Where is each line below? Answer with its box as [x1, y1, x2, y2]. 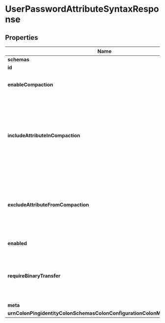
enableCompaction [7, 81, 53, 88]
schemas [7, 56, 29, 63]
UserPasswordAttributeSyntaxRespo [5, 3, 160, 15]
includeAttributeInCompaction [7, 132, 80, 139]
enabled [7, 240, 27, 247]
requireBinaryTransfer [7, 273, 61, 279]
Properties [5, 33, 38, 42]
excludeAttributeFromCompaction [7, 201, 89, 208]
